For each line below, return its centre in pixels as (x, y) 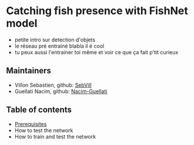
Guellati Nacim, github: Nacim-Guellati (61, 91)
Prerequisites (31, 124)
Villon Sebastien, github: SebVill (53, 85)
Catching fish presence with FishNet (97, 11)
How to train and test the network (55, 136)
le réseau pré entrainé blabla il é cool (59, 46)
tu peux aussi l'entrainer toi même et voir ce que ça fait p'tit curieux (96, 52)
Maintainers (29, 71)
